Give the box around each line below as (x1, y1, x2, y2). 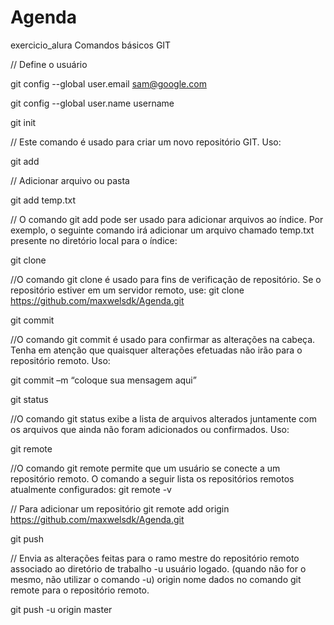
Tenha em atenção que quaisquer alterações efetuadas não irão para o (10, 344, 303, 356)
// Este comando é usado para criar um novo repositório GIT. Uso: (10, 136, 282, 148)
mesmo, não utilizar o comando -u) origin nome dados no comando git (10, 573, 302, 585)
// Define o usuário (10, 58, 88, 70)
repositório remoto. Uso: (10, 354, 111, 366)
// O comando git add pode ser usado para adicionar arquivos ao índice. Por (10, 213, 324, 225)
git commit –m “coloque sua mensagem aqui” (10, 374, 197, 386)
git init (10, 116, 37, 128)
